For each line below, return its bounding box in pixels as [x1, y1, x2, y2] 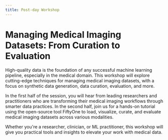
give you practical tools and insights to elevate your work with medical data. [5, 129, 162, 135]
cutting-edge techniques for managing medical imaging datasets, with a [5, 77, 154, 83]
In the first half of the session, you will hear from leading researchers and [5, 92, 157, 98]
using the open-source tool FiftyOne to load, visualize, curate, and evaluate [5, 108, 161, 114]
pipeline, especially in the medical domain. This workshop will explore [5, 72, 150, 78]
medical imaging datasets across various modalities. [5, 114, 114, 120]
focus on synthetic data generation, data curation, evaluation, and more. [5, 83, 155, 89]
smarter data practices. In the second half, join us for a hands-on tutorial [5, 103, 155, 109]
